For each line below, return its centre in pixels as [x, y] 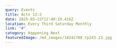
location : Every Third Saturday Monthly [49, 24]
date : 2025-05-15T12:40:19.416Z [39, 19]
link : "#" [16, 28]
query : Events [20, 10]
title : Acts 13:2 [24, 14]
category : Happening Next [32, 33]
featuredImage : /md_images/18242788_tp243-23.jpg [59, 38]
